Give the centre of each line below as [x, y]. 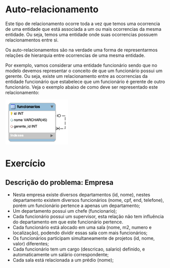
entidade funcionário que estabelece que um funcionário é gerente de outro [85, 81]
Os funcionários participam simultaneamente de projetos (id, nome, [83, 238]
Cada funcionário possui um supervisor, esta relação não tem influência [88, 216]
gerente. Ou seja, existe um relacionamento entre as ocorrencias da [77, 76]
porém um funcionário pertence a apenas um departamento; [76, 205]
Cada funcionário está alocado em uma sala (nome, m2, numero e [82, 227]
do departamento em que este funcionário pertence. [68, 222]
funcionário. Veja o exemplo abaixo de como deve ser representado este [82, 87]
